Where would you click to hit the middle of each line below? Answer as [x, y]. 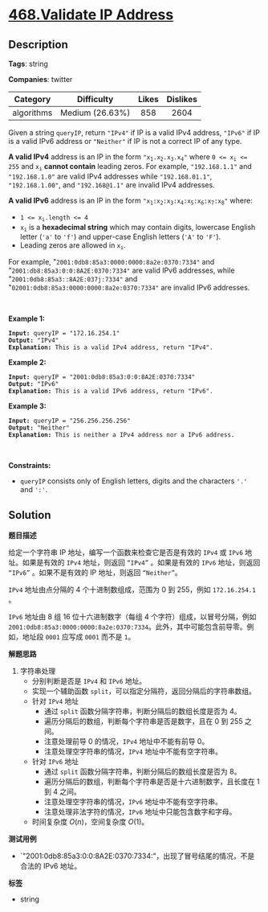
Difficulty [95, 99]
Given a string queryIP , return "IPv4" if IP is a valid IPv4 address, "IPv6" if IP [134, 133]
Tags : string [28, 64]
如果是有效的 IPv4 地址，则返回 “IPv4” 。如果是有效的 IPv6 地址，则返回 [141, 563]
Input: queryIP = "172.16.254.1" [64, 334]
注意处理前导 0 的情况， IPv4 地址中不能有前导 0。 [126, 742]
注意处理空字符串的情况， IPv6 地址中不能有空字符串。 [133, 802]
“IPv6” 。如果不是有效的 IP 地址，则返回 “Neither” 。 [95, 573]
